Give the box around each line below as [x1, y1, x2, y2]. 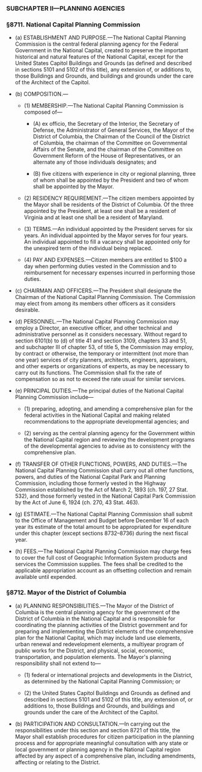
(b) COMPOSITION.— [14, 90, 69, 97]
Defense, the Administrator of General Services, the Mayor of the [32, 126, 194, 134]
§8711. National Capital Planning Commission [6, 20, 141, 28]
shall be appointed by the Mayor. [32, 183, 114, 190]
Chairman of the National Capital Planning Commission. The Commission [14, 294, 196, 301]
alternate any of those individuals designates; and [32, 158, 157, 166]
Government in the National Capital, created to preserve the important [14, 47, 188, 54]
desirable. [14, 306, 40, 313]
